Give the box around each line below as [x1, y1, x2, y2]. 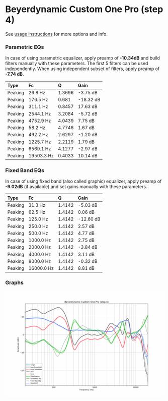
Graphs [5, 279, 24, 286]
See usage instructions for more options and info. [5, 31, 108, 37]
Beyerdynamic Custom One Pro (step [5, 4, 163, 15]
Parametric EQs [5, 43, 44, 50]
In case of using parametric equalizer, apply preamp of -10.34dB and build [5, 55, 160, 61]
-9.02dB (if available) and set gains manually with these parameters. [5, 184, 147, 190]
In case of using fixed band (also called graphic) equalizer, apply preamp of [5, 178, 162, 185]
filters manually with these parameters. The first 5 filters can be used [5, 61, 148, 67]
